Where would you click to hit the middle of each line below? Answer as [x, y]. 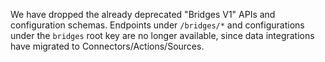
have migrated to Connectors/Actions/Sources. [107, 46]
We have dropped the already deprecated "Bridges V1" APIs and [143, 14]
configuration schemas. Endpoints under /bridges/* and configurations [157, 25]
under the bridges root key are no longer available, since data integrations [162, 35]
